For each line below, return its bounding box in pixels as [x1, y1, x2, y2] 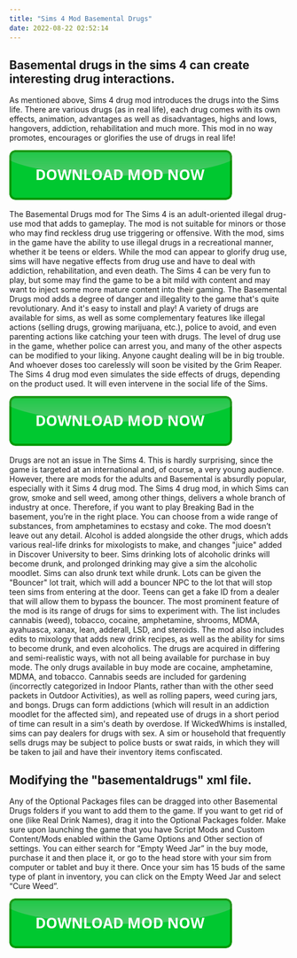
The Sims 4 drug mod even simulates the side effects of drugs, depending [9, 369, 281, 380]
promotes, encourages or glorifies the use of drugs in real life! [9, 133, 236, 144]
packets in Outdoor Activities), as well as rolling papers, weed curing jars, [9, 690, 277, 701]
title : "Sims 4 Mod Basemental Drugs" [9, 14, 152, 23]
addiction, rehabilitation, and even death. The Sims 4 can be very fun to [9, 266, 271, 276]
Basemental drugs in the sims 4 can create [9, 58, 250, 73]
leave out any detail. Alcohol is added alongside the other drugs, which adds [9, 530, 289, 541]
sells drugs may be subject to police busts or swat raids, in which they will [9, 737, 280, 748]
